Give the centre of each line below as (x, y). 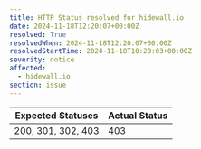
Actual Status (138, 116)
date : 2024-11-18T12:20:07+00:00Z (75, 26)
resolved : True (38, 34)
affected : (28, 69)
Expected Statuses (57, 116)
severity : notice (42, 60)
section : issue (38, 85)
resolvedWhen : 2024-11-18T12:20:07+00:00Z (91, 43)
